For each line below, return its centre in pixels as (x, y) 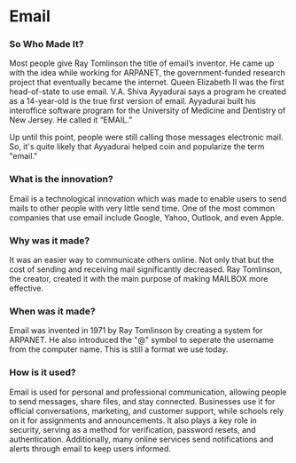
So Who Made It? (47, 44)
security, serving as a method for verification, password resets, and (132, 429)
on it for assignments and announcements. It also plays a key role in (133, 420)
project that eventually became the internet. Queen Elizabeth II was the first (147, 83)
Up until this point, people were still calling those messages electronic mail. (146, 137)
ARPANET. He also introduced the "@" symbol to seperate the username (142, 340)
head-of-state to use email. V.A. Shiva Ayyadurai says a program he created (148, 92)
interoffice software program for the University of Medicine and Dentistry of (148, 111)
